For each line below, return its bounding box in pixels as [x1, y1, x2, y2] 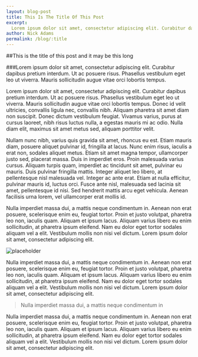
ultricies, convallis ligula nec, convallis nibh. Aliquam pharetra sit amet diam [6, 107, 190, 113]
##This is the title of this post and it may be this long [6, 53, 134, 59]
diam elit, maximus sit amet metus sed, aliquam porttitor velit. [6, 125, 155, 132]
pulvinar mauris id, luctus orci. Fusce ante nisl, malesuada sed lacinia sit [6, 181, 181, 188]
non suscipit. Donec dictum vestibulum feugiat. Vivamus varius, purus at [6, 113, 182, 120]
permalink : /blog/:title [6, 36, 67, 42]
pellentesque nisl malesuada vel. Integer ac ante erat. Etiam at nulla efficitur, [6, 175, 191, 181]
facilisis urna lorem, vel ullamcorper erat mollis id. [6, 193, 127, 200]
